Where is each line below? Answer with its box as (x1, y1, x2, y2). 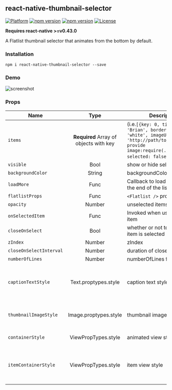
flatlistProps (8, 193, 42, 199)
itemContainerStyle (8, 362, 55, 368)
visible (8, 161, 27, 168)
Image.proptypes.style (68, 311, 122, 318)
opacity (8, 201, 27, 207)
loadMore (8, 181, 29, 187)
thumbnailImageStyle (8, 312, 58, 318)
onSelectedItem (8, 213, 45, 219)
